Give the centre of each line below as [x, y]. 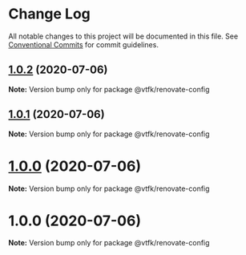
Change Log [49, 14]
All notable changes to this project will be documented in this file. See [123, 36]
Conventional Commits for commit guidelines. [83, 44]
